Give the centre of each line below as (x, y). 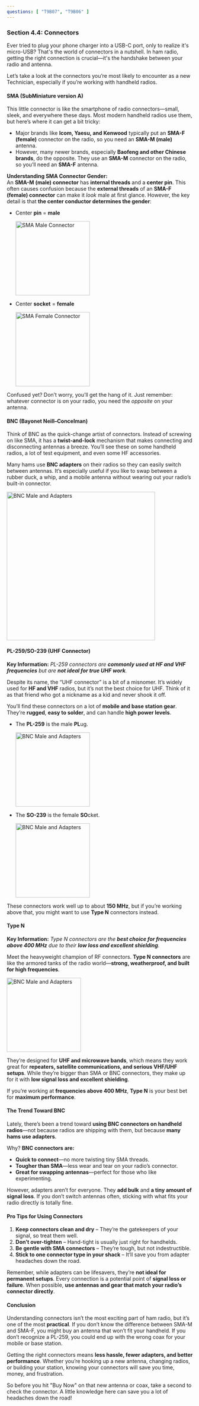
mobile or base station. (35, 1344)
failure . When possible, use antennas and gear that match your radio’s (94, 1285)
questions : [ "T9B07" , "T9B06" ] (48, 12)
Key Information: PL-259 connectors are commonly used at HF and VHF (96, 664)
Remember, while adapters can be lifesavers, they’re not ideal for (86, 1272)
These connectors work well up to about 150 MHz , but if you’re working (94, 906)
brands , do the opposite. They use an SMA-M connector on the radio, (101, 159)
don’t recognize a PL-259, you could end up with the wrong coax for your (96, 1337)
